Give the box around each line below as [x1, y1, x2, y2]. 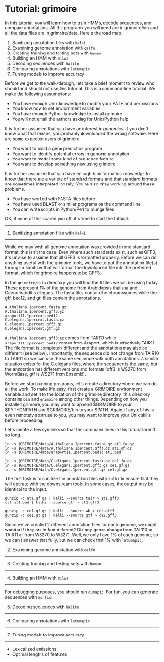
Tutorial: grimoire [5, 3, 77, 15]
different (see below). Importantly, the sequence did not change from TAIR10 [5, 350, 159, 356]
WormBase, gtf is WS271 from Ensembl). [5, 371, 86, 377]
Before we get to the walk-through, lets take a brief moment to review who [5, 80, 155, 86]
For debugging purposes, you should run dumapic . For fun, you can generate [5, 589, 159, 595]
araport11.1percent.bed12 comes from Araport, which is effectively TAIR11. [5, 340, 156, 345]
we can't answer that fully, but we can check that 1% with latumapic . [5, 537, 143, 543]
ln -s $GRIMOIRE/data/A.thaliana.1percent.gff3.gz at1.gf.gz [5, 446, 132, 450]
